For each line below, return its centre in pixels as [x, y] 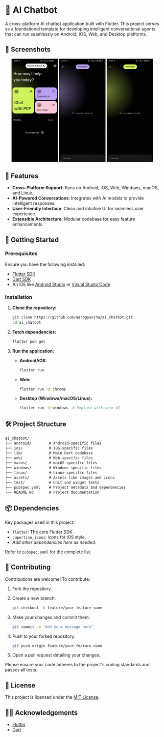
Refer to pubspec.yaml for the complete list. [48, 552]
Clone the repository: [34, 308]
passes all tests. [21, 670]
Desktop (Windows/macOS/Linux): [56, 398]
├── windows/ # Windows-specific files [53, 468]
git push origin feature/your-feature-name [57, 646]
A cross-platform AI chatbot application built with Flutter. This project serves [82, 24]
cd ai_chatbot [26, 322]
